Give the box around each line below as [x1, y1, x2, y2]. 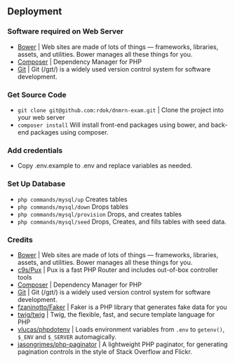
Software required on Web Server [7, 27, 124, 36]
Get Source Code [7, 90, 67, 100]
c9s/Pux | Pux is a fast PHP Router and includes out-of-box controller [17, 266, 219, 274]
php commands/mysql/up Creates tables [17, 195, 128, 203]
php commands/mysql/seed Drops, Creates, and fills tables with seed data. [17, 217, 227, 226]
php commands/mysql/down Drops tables [17, 203, 128, 211]
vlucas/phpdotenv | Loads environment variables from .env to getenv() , [17, 325, 225, 334]
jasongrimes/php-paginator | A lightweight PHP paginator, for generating [17, 340, 228, 348]
